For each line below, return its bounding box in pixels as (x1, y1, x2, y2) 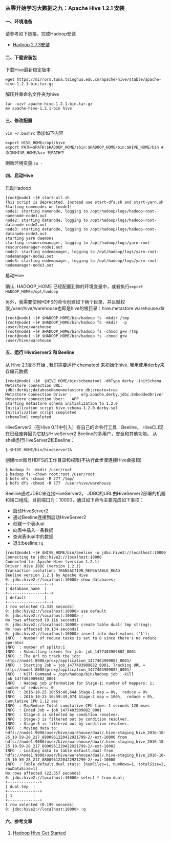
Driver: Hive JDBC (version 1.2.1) (5, 563, 81, 569)
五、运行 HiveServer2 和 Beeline (5, 349, 75, 355)
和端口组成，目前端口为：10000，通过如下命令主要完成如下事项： (5, 496, 144, 503)
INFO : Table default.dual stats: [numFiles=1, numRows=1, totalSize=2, (5, 761, 166, 767)
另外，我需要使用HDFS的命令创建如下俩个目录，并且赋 (5, 298, 121, 305)
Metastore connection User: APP (5, 396, 79, 402)
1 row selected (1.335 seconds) (5, 604, 74, 609)
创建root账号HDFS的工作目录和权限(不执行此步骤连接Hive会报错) (5, 457, 142, 463)
